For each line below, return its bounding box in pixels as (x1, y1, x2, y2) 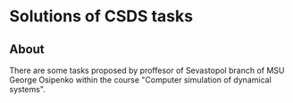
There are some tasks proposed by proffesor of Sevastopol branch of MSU (9, 65, 285, 75)
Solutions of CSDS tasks (9, 6, 194, 27)
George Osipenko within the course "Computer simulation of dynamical (9, 75, 272, 85)
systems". (9, 84, 46, 94)
